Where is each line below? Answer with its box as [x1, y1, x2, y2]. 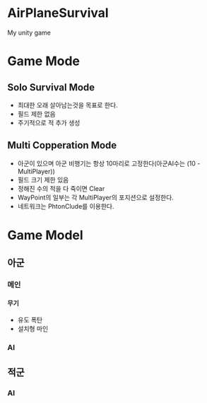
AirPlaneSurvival [7, 5, 109, 21]
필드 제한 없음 [17, 110, 56, 118]
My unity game [7, 28, 51, 37]
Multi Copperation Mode [7, 139, 117, 151]
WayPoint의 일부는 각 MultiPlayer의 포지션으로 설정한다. [17, 193, 175, 201]
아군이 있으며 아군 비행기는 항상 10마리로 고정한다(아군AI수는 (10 [17, 159, 196, 168]
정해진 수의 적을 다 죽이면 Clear [17, 184, 105, 192]
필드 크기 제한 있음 [17, 175, 69, 184]
